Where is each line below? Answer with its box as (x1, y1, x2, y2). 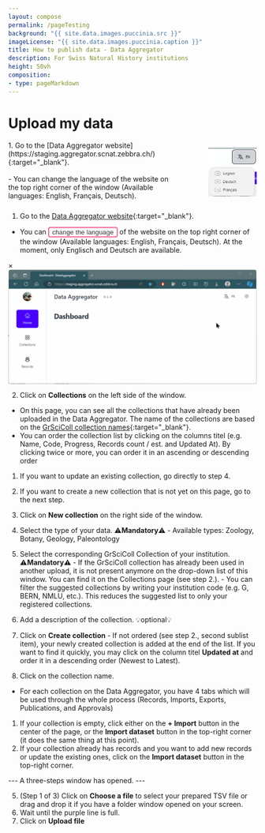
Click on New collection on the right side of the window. (19, 510, 203, 520)
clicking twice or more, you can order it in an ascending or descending (19, 448, 250, 457)
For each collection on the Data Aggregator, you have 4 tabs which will (19, 687, 250, 696)
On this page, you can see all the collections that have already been (19, 406, 241, 415)
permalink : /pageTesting (8, 21, 90, 29)
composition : (8, 71, 51, 79)
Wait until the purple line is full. (19, 808, 121, 817)
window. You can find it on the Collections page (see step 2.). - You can (19, 575, 253, 584)
